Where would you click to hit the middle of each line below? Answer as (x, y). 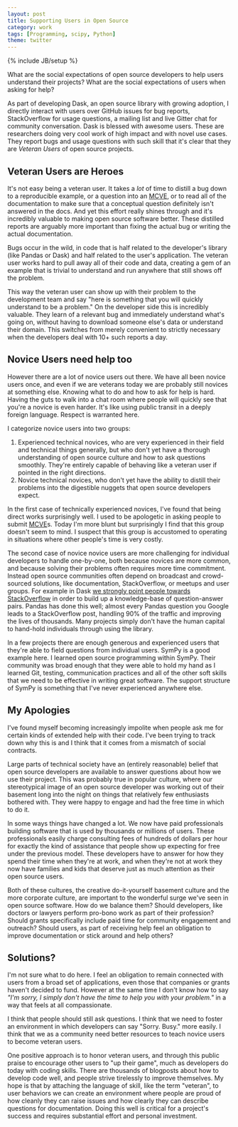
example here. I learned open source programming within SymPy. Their (112, 658)
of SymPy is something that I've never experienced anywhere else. (105, 687)
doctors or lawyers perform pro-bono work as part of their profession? (111, 913)
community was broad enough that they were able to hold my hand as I (111, 665)
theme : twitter (30, 41)
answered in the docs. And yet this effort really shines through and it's (110, 211)
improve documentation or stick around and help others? (91, 935)
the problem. (26, 278)
